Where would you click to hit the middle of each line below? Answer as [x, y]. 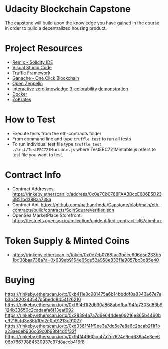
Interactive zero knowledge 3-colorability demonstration [70, 89]
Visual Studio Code [32, 67]
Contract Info [33, 175]
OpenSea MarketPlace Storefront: [47, 215]
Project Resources [44, 49]
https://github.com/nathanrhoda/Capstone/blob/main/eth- [101, 204]
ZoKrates [22, 99]
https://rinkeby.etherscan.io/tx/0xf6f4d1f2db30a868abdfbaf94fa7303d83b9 [84, 304]
